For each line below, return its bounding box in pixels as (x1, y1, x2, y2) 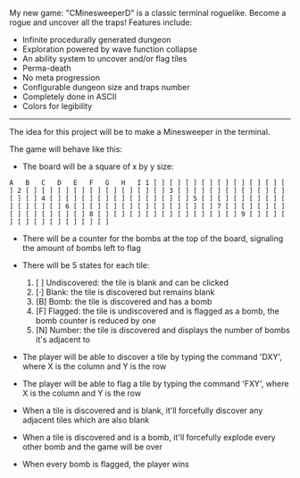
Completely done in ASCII (21, 91, 118, 102)
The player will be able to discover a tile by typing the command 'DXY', (21, 352, 283, 362)
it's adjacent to (35, 334, 91, 345)
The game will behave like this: (9, 144, 123, 155)
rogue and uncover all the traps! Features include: (9, 17, 193, 28)
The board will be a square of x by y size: (21, 161, 174, 172)
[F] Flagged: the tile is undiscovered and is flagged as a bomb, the (35, 306, 279, 316)
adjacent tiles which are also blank (21, 415, 150, 425)
